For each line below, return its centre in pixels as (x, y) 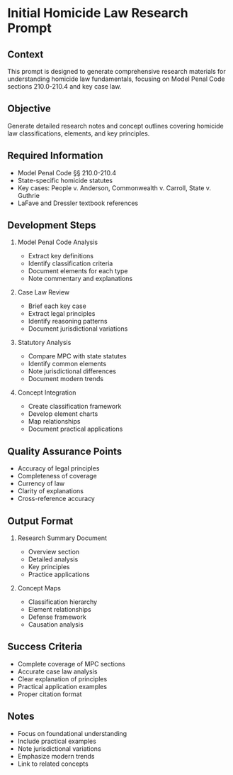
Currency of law (41, 483)
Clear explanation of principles (62, 678)
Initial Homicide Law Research (98, 13)
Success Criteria (45, 647)
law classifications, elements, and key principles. (79, 133)
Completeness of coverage (57, 476)
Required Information (55, 156)
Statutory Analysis (44, 343)
